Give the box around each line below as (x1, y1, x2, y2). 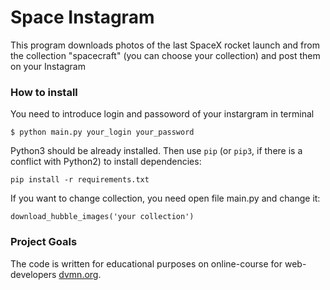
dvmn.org (58, 268, 99, 280)
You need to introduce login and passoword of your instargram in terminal (10, 108, 315, 120)
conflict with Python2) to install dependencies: (10, 156, 202, 168)
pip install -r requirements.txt (10, 175, 150, 185)
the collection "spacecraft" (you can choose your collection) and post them (10, 49, 321, 61)
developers (10, 268, 57, 280)
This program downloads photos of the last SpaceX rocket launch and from (10, 39, 320, 51)
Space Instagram (10, 6, 155, 29)
